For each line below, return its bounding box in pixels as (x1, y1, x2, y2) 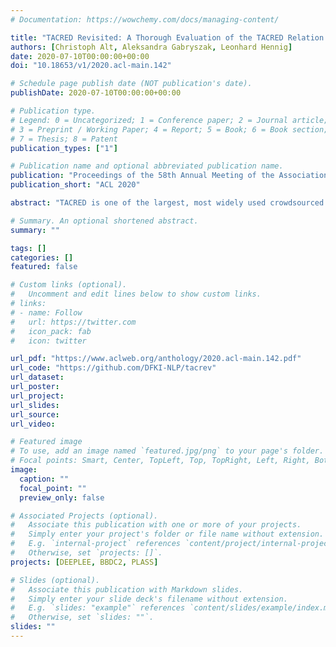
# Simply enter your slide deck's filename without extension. (10, 594, 288, 604)
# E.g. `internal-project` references (10, 539, 182, 549)
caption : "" (19, 474, 70, 484)
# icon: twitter (10, 336, 87, 346)
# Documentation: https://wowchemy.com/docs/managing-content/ (10, 14, 280, 25)
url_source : (10, 409, 60, 420)
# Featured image (10, 437, 83, 447)
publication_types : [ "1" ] (10, 143, 118, 153)
